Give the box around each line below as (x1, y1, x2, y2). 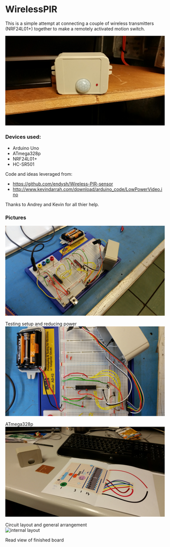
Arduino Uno (12, 145, 39, 151)
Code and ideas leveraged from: (5, 171, 72, 177)
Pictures (5, 214, 27, 221)
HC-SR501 (12, 161, 34, 167)
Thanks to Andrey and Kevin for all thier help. (5, 201, 100, 207)
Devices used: (5, 133, 41, 140)
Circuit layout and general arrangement (5, 522, 87, 528)
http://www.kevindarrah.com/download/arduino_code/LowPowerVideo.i (12, 186, 163, 192)
